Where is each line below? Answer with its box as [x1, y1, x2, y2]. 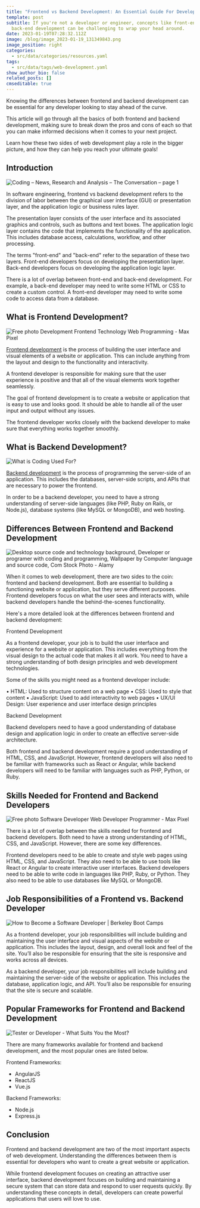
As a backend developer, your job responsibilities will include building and [6, 968, 187, 975]
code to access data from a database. [6, 295, 99, 302]
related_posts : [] [6, 75, 52, 81]
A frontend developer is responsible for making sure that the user [6, 370, 167, 377]
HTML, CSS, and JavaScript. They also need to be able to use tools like [6, 858, 181, 865]
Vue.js [14, 1083, 31, 1090]
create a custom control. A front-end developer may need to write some [6, 288, 183, 295]
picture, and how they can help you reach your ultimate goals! [6, 146, 158, 153]
